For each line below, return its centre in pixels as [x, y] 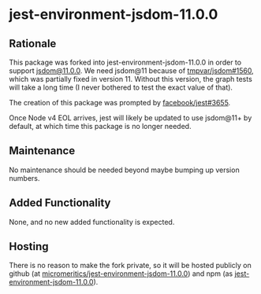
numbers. [24, 178]
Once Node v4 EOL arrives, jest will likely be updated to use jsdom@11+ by [130, 118]
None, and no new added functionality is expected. [92, 222]
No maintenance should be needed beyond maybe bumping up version [124, 170]
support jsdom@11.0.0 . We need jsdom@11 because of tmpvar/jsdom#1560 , [132, 71]
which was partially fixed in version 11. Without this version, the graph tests [131, 79]
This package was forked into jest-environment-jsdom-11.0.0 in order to [125, 62]
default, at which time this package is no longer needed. [100, 126]
